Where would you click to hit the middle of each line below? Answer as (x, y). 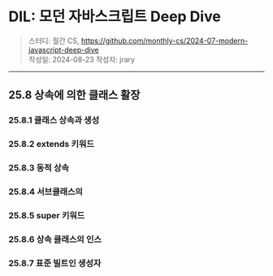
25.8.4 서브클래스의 (46, 192)
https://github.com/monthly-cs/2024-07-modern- (165, 41)
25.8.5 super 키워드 (47, 215)
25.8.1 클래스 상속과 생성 (54, 120)
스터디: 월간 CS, (54, 41)
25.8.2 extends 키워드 (52, 144)
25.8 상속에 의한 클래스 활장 (74, 95)
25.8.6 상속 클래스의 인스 (55, 239)
